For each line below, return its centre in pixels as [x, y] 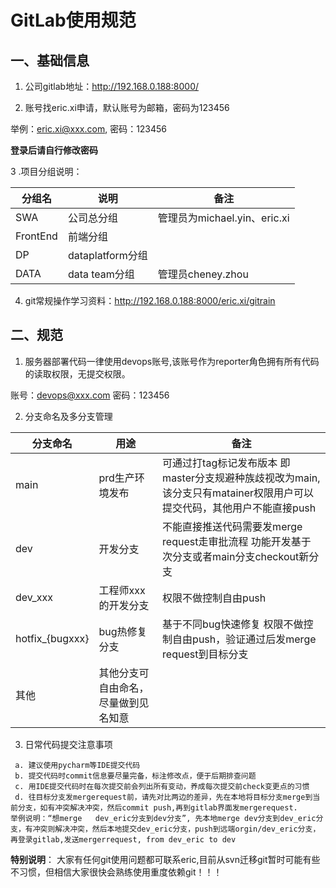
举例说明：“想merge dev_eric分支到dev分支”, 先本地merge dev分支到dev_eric [163, 818]
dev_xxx [34, 597]
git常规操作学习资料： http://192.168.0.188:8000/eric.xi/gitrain [150, 300]
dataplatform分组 [107, 255]
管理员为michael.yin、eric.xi [223, 218]
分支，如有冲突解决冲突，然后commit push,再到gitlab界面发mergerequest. [157, 807]
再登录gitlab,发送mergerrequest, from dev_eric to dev [123, 839]
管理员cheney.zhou [203, 274]
